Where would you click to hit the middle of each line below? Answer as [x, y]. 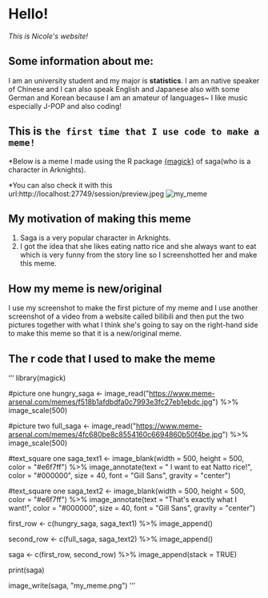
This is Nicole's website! [48, 36]
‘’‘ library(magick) [37, 378]
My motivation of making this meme [100, 218]
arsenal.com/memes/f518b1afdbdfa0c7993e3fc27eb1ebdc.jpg [110, 402]
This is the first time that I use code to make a [134, 132]
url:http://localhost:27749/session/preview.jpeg [86, 194]
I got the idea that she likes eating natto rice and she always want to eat [138, 247]
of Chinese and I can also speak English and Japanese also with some [124, 89]
